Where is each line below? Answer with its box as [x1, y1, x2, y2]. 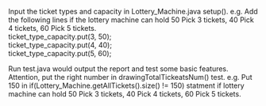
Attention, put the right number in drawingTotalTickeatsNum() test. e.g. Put [8, 73, 253, 81]
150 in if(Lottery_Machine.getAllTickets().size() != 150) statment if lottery [8, 81, 245, 90]
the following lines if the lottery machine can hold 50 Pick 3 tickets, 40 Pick [8, 15, 254, 25]
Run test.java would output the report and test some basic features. [8, 64, 229, 74]
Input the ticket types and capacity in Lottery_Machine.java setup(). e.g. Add [8, 7, 258, 16]
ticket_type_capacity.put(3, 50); [8, 32, 112, 41]
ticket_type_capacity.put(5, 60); [8, 49, 112, 58]
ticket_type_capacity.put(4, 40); [8, 40, 113, 50]
